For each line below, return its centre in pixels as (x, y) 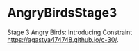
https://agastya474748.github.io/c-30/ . (63, 39)
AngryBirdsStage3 (62, 13)
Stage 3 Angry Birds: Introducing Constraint (70, 32)
